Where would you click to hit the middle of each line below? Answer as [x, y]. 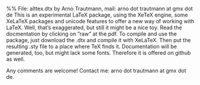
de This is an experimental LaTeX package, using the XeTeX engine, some [97, 15]
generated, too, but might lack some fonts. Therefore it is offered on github [99, 53]
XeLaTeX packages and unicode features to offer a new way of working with [100, 21]
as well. [16, 59]
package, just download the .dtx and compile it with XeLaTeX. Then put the [99, 40]
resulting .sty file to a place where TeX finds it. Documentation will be [92, 46]
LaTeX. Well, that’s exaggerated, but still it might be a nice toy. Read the [94, 27]
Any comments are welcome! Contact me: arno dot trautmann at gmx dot [96, 70]
